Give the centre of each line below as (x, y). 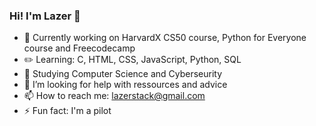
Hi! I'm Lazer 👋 (45, 16)
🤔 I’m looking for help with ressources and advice (125, 85)
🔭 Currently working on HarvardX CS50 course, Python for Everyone (165, 38)
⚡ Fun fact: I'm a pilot (67, 111)
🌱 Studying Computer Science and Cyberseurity (123, 74)
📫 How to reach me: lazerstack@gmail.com (114, 96)
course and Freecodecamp (79, 48)
